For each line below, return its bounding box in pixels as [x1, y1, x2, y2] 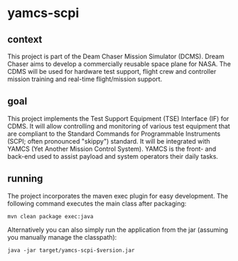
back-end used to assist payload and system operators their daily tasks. [7, 151, 219, 161]
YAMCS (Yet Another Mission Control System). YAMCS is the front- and [7, 144, 217, 153]
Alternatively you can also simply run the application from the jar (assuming [7, 225, 229, 234]
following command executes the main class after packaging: [7, 199, 187, 208]
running [7, 173, 43, 185]
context [7, 33, 43, 46]
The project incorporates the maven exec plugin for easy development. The [7, 191, 229, 200]
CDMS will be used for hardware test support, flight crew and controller [7, 68, 217, 75]
